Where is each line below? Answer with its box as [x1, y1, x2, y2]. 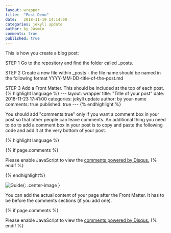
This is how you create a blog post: [5, 49, 79, 56]
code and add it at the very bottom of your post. [5, 127, 106, 133]
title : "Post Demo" [5, 12, 50, 17]
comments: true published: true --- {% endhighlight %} [5, 101, 121, 107]
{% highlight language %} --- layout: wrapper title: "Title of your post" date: [5, 90, 164, 96]
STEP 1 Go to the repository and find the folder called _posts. [5, 60, 134, 66]
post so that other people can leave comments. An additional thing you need [5, 116, 166, 122]
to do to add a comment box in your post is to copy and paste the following [5, 122, 163, 128]
